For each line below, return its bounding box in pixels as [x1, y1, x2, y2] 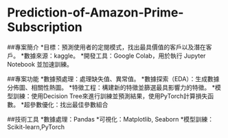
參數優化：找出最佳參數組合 [30, 100, 109, 108]
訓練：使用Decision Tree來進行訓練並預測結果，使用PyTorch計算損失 [12, 91, 208, 100]
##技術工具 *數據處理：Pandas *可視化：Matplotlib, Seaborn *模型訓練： [7, 115, 214, 123]
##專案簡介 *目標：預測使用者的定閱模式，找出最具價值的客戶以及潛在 [7, 43, 206, 51]
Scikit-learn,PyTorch [7, 122, 65, 131]
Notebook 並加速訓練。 [7, 60, 73, 68]
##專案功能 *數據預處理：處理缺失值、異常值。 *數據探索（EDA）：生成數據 [7, 74, 220, 83]
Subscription [7, 19, 82, 35]
